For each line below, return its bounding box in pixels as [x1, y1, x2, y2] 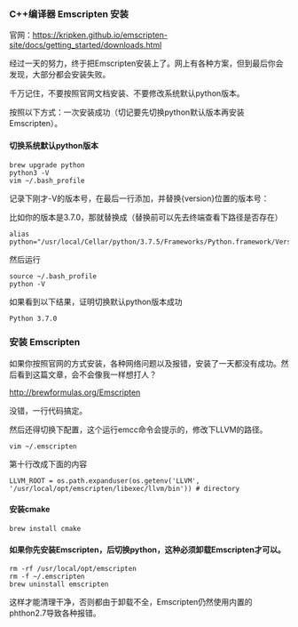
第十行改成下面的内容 [9, 458, 87, 469]
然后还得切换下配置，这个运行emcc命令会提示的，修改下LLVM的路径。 [9, 424, 268, 435]
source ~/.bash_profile [9, 271, 98, 281]
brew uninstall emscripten [9, 580, 109, 589]
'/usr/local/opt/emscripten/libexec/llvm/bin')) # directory [9, 484, 240, 493]
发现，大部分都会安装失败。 [9, 69, 111, 80]
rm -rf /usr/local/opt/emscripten [9, 565, 137, 574]
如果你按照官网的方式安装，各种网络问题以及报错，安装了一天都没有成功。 [9, 358, 281, 368]
